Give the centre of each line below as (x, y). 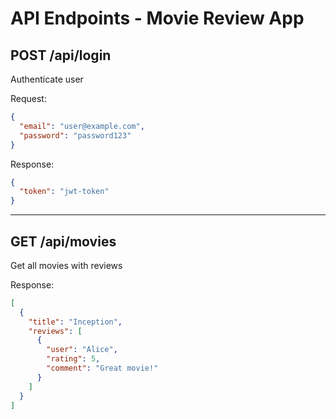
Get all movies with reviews (66, 265)
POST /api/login (61, 55)
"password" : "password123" (75, 135)
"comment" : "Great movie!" (102, 368)
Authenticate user (47, 79)
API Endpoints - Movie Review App (157, 18)
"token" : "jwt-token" (64, 192)
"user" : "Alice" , (82, 350)
